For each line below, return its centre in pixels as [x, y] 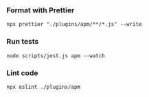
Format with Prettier [41, 10]
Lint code [22, 72]
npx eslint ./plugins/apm [43, 87]
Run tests [23, 42]
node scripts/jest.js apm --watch [56, 56]
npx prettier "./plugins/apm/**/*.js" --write [74, 25]
